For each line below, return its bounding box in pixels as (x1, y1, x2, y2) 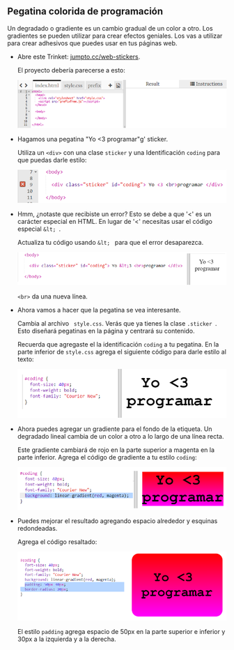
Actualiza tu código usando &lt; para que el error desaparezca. (17, 239, 204, 247)
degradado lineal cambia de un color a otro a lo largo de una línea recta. (17, 432, 224, 441)
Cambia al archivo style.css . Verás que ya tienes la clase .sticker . (17, 319, 217, 328)
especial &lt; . (17, 225, 61, 233)
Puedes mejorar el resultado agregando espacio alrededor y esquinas (17, 517, 218, 525)
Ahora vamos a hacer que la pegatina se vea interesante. (17, 306, 181, 315)
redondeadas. (17, 524, 58, 533)
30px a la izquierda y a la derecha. (17, 635, 116, 643)
